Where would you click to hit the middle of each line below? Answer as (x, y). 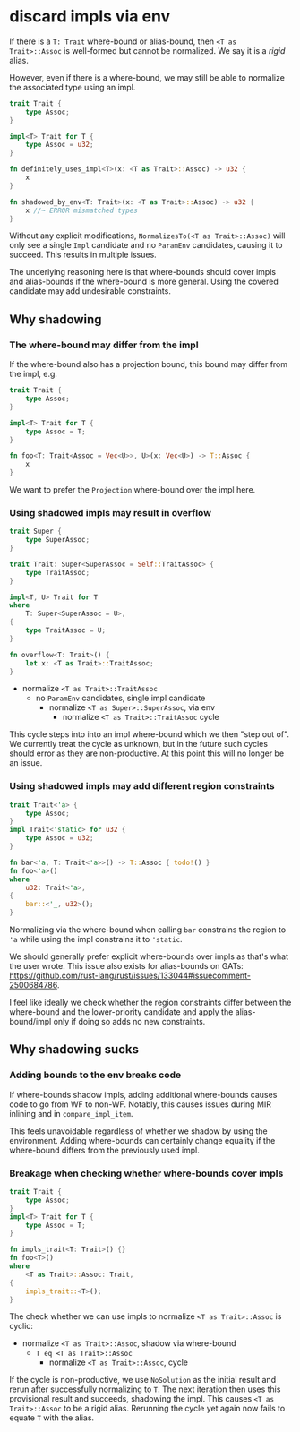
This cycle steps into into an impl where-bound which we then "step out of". (149, 734)
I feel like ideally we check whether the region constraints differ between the (150, 1003)
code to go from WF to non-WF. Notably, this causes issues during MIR (140, 1104)
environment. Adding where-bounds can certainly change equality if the (142, 1140)
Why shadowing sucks (74, 1050)
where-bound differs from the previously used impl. (104, 1150)
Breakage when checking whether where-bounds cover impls (146, 1173)
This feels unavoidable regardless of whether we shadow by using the (139, 1131)
